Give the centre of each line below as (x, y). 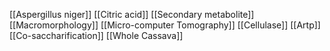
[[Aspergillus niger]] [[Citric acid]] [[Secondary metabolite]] (132, 14)
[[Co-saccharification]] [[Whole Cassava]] (96, 35)
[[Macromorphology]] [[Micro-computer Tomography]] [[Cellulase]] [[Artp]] (165, 25)
